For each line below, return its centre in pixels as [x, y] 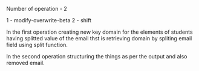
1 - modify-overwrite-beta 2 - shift [49, 20]
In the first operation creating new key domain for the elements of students [99, 32]
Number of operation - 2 [37, 9]
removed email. [25, 63]
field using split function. [37, 45]
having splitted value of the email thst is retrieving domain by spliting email [99, 38]
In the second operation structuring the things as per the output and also [97, 56]
